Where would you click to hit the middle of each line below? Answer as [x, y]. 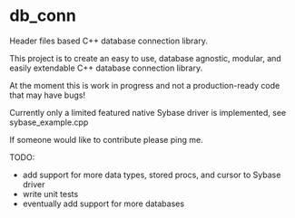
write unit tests [50, 194]
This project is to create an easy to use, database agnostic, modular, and [145, 58]
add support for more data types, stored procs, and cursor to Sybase [152, 175]
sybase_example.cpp [49, 122]
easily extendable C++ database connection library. [106, 68]
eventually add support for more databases [103, 204]
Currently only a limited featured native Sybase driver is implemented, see [148, 112]
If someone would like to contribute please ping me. [106, 139]
